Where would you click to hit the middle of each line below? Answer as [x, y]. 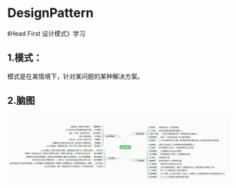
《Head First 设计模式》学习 [47, 33]
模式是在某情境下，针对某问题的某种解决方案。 [75, 76]
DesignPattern [51, 13]
